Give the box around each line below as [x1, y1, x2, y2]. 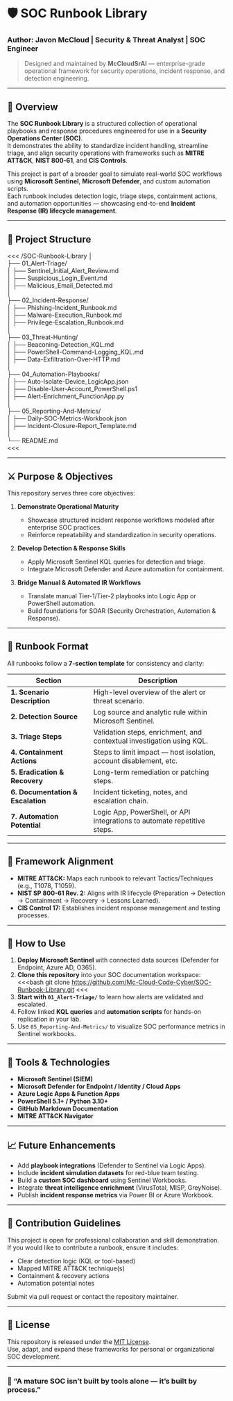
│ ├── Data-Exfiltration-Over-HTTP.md [7, 355, 121, 363]
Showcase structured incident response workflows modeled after [27, 516, 215, 524]
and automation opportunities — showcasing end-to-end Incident [7, 199, 196, 208]
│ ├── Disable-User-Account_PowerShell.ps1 [7, 385, 137, 393]
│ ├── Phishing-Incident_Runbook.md [7, 304, 117, 312]
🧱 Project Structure [7, 233, 92, 245]
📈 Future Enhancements [7, 1139, 116, 1151]
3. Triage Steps [10, 731, 62, 741]
